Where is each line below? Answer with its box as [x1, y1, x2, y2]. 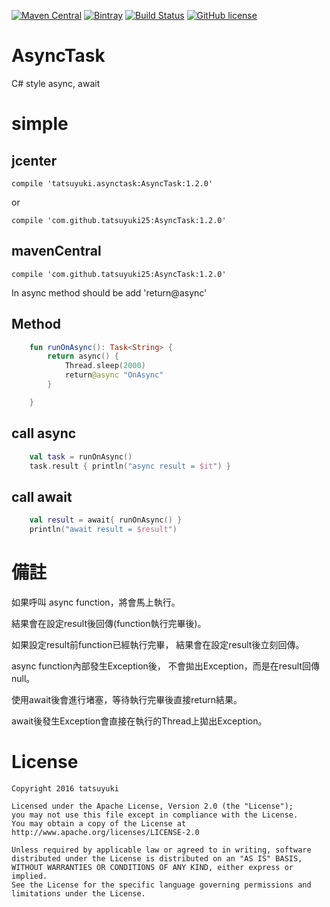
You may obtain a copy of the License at [11, 818, 187, 829]
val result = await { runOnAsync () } [29, 515, 183, 525]
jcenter [11, 152, 58, 169]
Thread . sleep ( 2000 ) [64, 361, 146, 371]
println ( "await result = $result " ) [29, 525, 178, 535]
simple [11, 113, 69, 135]
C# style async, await [11, 77, 101, 89]
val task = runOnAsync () [29, 451, 133, 462]
